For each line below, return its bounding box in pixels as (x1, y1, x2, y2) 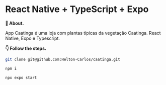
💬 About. (5, 20, 24, 26)
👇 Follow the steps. (5, 45, 47, 51)
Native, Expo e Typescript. (5, 35, 60, 41)
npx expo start (5, 75, 37, 80)
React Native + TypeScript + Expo (5, 4, 149, 15)
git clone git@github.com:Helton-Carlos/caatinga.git (5, 57, 121, 62)
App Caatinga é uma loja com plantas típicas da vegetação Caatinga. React (5, 30, 161, 36)
